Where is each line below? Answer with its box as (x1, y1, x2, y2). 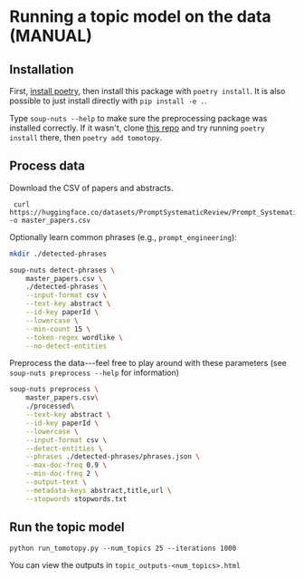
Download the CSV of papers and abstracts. (9, 182, 174, 193)
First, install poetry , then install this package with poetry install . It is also (9, 86, 286, 96)
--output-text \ (25, 478, 88, 487)
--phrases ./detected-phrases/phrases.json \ (25, 452, 201, 461)
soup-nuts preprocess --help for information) (9, 367, 179, 378)
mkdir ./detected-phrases (9, 249, 107, 258)
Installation (9, 62, 74, 77)
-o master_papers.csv (9, 216, 91, 225)
